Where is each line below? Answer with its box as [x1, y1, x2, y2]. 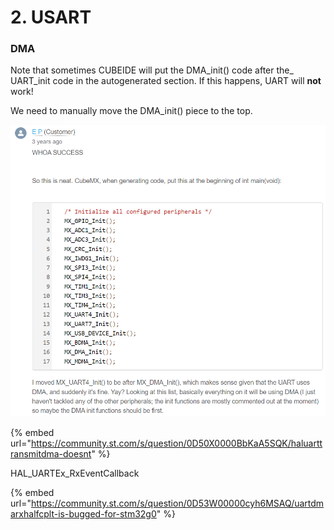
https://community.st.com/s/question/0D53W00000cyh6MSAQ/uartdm [30, 497, 325, 510]
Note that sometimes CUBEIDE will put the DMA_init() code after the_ [10, 64, 294, 76]
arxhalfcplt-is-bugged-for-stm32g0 [10, 508, 157, 520]
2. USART [10, 6, 92, 29]
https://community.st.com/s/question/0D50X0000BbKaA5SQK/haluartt [30, 437, 323, 450]
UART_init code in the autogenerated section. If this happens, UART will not [10, 75, 322, 87]
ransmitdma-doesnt [10, 448, 92, 460]
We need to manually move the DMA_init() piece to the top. [10, 105, 253, 117]
